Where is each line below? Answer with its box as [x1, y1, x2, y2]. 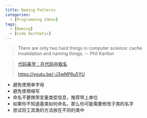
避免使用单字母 [12, 82, 44, 87]
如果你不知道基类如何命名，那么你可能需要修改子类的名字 [12, 101, 134, 107]
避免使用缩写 [12, 88, 40, 94]
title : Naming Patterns [5, 7, 56, 13]
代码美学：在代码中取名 [17, 61, 67, 67]
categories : [5, 12, 31, 17]
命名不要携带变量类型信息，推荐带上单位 [12, 95, 98, 100]
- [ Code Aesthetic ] [10, 31, 52, 36]
